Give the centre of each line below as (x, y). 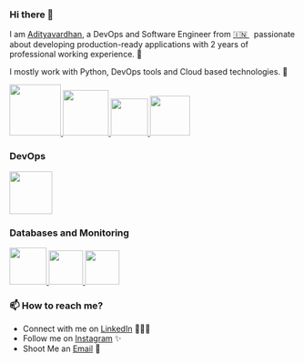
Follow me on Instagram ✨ (72, 338)
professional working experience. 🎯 (76, 55)
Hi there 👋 (32, 15)
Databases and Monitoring (70, 233)
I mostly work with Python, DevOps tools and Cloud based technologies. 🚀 (149, 72)
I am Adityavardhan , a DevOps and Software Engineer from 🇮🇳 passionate (152, 35)
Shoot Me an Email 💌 (61, 348)
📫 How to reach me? (56, 306)
